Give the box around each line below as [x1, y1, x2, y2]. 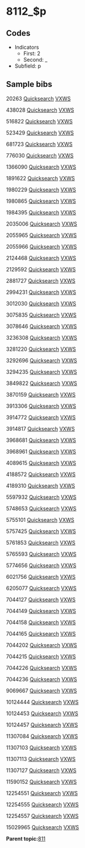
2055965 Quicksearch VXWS [6, 232, 77, 239]
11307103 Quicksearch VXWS [6, 744, 77, 751]
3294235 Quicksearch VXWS [6, 368, 77, 375]
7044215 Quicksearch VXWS [6, 653, 76, 660]
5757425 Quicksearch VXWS [6, 528, 76, 535]
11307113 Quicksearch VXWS [6, 755, 76, 762]
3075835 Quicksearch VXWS [6, 311, 77, 319]
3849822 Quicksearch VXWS [6, 380, 77, 387]
